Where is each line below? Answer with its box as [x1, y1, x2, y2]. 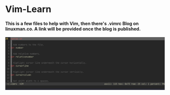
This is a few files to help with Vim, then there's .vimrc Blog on [5, 20, 139, 26]
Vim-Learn [5, 4, 52, 15]
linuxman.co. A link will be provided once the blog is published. [5, 26, 141, 32]
